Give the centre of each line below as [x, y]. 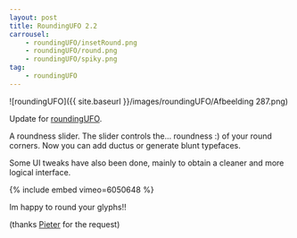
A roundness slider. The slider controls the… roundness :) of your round [140, 136]
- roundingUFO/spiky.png [71, 59]
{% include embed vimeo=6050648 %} [82, 190]
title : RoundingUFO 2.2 [54, 26]
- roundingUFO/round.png [71, 51]
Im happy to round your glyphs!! [68, 207]
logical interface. [40, 172]
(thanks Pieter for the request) [65, 224]
